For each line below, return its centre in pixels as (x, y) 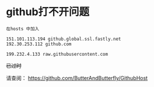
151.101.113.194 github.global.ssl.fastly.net (64, 39)
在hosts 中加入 (23, 29)
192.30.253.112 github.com (39, 44)
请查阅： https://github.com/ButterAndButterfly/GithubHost (77, 78)
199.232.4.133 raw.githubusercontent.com (57, 54)
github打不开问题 (48, 12)
